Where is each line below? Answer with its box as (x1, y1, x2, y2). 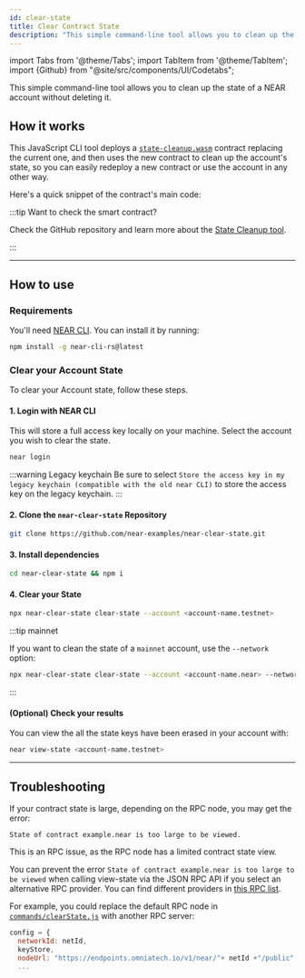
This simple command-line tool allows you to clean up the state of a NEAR (9, 83, 286, 94)
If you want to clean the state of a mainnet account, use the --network (9, 643, 270, 654)
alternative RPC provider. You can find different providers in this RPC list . (9, 883, 281, 894)
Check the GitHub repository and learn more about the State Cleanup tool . (9, 225, 287, 235)
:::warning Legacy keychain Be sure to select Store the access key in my (9, 469, 285, 480)
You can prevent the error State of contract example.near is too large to (9, 864, 295, 875)
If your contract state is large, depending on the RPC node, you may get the (9, 803, 292, 814)
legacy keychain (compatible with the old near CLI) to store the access (9, 479, 287, 490)
